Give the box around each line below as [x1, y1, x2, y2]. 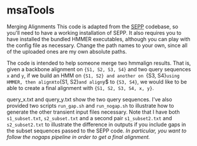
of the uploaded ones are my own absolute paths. [6, 48, 127, 55]
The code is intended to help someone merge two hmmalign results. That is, [6, 59, 191, 67]
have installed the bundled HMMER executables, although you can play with [6, 35, 191, 42]
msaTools [6, 4, 55, 17]
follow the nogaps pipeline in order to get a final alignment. [6, 133, 151, 140]
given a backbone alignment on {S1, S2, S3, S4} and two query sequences [6, 65, 191, 72]
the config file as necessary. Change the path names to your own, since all [6, 42, 188, 49]
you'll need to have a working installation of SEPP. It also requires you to [6, 29, 182, 36]
